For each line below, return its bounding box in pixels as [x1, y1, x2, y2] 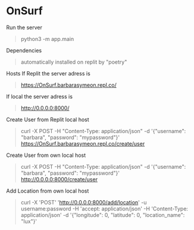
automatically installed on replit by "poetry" [20, 58, 127, 65]
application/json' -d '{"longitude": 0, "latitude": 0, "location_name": [20, 211, 185, 218]
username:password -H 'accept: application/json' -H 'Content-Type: [20, 205, 189, 212]
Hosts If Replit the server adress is [6, 70, 90, 77]
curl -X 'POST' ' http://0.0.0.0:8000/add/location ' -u [20, 199, 147, 206]
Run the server [6, 24, 43, 31]
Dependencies [6, 46, 42, 54]
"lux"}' [20, 218, 37, 225]
